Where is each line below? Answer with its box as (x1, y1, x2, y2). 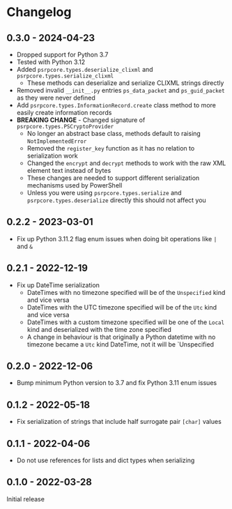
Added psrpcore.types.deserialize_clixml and (16, 66, 154, 73)
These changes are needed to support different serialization (26, 174, 200, 182)
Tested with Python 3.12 (16, 58, 85, 66)
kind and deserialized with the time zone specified (26, 325, 172, 333)
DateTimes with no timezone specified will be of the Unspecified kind (26, 288, 226, 296)
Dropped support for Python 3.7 (16, 50, 109, 59)
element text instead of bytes (26, 167, 111, 174)
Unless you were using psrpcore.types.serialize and (26, 189, 182, 197)
